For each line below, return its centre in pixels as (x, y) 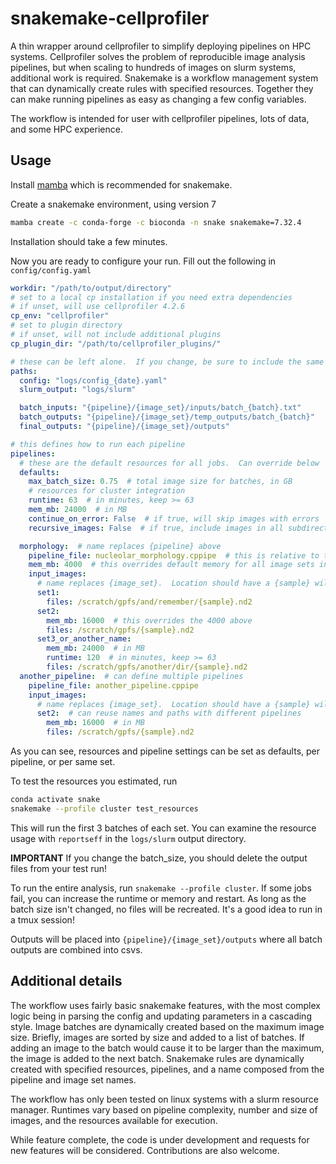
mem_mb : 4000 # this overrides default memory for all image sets (171, 565)
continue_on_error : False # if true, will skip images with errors (174, 518)
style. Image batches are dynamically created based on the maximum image (167, 1026)
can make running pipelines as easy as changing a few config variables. (158, 99)
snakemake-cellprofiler (110, 18)
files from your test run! (59, 868)
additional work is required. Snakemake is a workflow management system (164, 78)
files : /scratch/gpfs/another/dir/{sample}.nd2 (147, 667)
